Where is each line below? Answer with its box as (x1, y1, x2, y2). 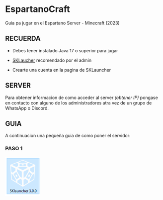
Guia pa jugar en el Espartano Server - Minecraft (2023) (5, 20, 120, 26)
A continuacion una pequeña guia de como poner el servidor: (5, 133, 131, 139)
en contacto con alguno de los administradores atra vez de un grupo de (5, 100, 152, 105)
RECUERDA (5, 34, 41, 43)
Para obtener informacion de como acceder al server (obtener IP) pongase (5, 95, 158, 100)
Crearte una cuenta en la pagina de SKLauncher (12, 67, 111, 73)
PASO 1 (5, 145, 23, 152)
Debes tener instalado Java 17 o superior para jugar (12, 47, 118, 53)
